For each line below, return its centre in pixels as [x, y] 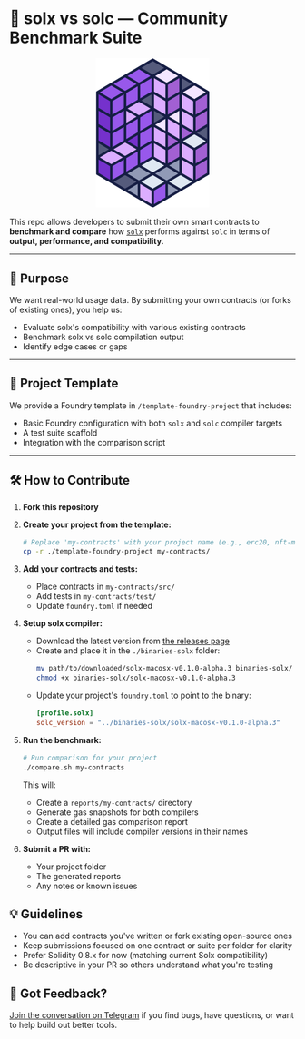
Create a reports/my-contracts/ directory [114, 802]
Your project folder [71, 867]
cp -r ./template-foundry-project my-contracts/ [116, 552]
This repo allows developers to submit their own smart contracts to [135, 222]
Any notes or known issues [87, 886]
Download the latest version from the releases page [133, 641]
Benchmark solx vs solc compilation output [103, 337]
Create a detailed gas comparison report [112, 821]
